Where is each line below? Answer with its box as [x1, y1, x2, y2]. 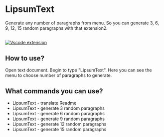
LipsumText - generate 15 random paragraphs [12, 126, 107, 132]
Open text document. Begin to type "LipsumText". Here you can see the [5, 67, 152, 73]
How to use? [5, 54, 45, 63]
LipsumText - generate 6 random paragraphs [12, 110, 105, 116]
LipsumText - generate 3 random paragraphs [12, 105, 105, 111]
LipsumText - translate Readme [12, 100, 77, 106]
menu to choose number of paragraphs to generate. [5, 72, 112, 78]
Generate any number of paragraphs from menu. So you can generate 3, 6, [5, 20, 160, 26]
